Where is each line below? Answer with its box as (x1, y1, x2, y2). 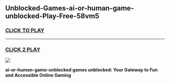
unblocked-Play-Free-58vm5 (5, 12, 100, 21)
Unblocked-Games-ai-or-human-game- (5, 4, 134, 13)
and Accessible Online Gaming (5, 72, 71, 78)
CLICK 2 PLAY (5, 46, 40, 53)
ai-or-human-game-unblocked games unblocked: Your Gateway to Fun (5, 66, 158, 72)
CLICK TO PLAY (5, 27, 45, 34)
